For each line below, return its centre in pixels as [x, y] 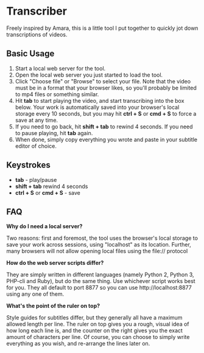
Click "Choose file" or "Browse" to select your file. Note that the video [103, 81]
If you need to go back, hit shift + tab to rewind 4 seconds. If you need [104, 127]
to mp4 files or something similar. [57, 94]
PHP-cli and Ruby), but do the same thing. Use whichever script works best [101, 281]
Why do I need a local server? [44, 226]
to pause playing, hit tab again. [54, 133]
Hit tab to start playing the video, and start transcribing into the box [100, 100]
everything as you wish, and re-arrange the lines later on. [78, 344]
